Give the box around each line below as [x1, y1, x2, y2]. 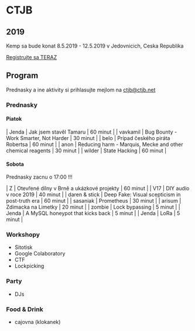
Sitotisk [14, 244, 33, 251]
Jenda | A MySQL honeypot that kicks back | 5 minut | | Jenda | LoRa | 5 [6, 210, 180, 217]
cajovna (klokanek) [14, 319, 61, 326]
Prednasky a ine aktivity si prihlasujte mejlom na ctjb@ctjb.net [6, 86, 156, 93]
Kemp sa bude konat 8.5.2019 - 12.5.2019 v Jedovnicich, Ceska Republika [6, 42, 184, 49]
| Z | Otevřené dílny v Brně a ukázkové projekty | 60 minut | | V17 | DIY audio [6, 185, 190, 192]
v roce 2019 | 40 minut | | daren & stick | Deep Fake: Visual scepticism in [6, 191, 181, 198]
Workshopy [6, 231, 40, 239]
